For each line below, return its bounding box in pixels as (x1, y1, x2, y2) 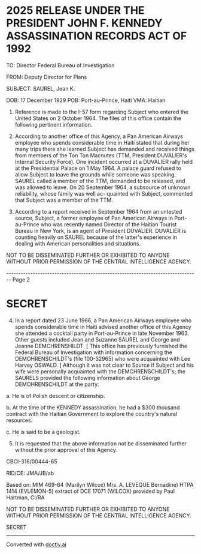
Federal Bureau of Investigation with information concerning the (14, 349, 172, 356)
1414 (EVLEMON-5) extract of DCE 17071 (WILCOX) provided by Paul (6, 487, 175, 495)
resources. (6, 417, 33, 424)
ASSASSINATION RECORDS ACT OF (6, 29, 187, 43)
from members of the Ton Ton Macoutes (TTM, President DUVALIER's (14, 151, 187, 159)
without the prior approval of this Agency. (14, 446, 118, 453)
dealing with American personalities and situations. (14, 239, 141, 247)
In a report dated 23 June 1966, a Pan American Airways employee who (14, 316, 192, 324)
